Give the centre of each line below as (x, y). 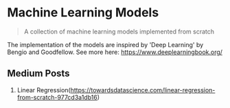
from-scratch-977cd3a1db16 (57, 97)
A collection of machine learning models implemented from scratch (119, 31)
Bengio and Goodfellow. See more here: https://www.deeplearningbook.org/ (115, 52)
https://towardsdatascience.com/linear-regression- (143, 90)
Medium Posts (38, 73)
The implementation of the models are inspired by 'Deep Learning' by (105, 44)
